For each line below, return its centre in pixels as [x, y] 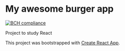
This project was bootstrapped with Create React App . [63, 43]
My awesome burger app [59, 9]
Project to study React [29, 33]
